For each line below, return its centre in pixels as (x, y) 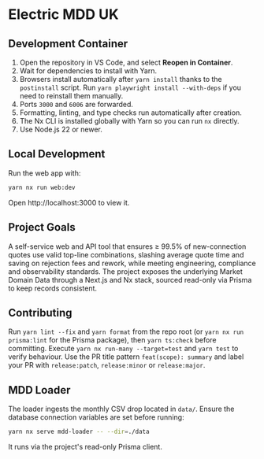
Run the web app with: (45, 173)
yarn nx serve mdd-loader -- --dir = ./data (79, 432)
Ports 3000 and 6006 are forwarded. (76, 104)
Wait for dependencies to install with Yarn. (88, 71)
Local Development (57, 154)
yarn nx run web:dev (42, 187)
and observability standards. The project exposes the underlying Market (125, 271)
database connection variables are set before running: (96, 417)
